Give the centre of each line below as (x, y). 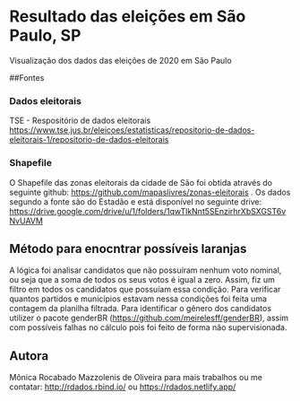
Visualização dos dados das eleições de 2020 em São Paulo (120, 60)
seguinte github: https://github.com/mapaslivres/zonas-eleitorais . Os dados (150, 192)
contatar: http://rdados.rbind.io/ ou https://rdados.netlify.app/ (123, 387)
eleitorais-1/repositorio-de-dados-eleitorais (89, 140)
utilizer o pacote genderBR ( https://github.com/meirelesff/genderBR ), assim (149, 318)
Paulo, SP (45, 35)
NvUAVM (26, 221)
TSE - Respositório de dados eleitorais (80, 121)
